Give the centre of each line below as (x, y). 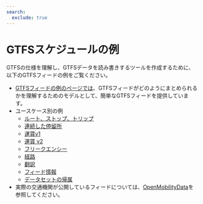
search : (16, 12)
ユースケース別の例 (39, 111)
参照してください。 (39, 195)
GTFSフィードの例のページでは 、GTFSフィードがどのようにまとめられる (106, 88)
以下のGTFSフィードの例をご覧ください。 (59, 75)
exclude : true (30, 18)
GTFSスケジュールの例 (63, 50)
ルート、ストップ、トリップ (59, 119)
